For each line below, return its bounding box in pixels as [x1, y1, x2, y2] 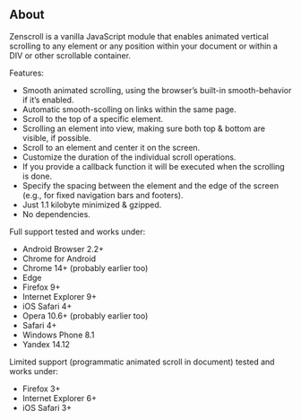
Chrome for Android [21, 253, 97, 264]
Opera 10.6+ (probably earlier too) [21, 310, 149, 321]
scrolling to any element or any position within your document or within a [9, 40, 278, 51]
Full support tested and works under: [9, 226, 146, 237]
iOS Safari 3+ [21, 402, 73, 413]
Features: [9, 67, 45, 78]
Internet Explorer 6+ [21, 392, 97, 403]
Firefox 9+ [21, 282, 61, 293]
